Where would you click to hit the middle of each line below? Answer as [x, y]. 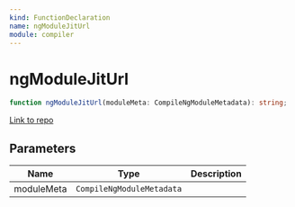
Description [216, 174]
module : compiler [42, 34]
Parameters [43, 148]
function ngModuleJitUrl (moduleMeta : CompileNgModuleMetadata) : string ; [148, 103]
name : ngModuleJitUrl [50, 26]
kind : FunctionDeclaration [60, 18]
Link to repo [31, 120]
